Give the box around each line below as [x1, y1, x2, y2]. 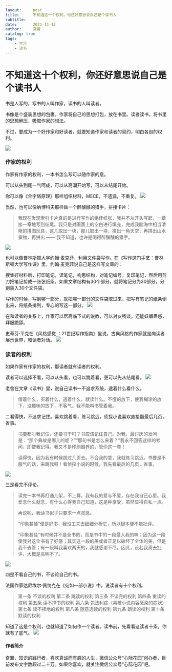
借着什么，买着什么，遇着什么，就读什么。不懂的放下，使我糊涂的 [17, 396, 157, 402]
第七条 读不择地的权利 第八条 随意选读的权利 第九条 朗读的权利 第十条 [17, 606, 165, 612]
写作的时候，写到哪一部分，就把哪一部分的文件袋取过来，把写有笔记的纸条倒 [5, 296, 167, 302]
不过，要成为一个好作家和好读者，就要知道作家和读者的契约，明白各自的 [5, 128, 158, 135]
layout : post [5, 7, 42, 13]
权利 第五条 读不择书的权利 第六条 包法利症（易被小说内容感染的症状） [17, 600, 167, 606]
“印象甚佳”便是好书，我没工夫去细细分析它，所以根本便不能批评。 [17, 521, 157, 527]
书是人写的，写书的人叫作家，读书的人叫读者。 [5, 100, 104, 106]
